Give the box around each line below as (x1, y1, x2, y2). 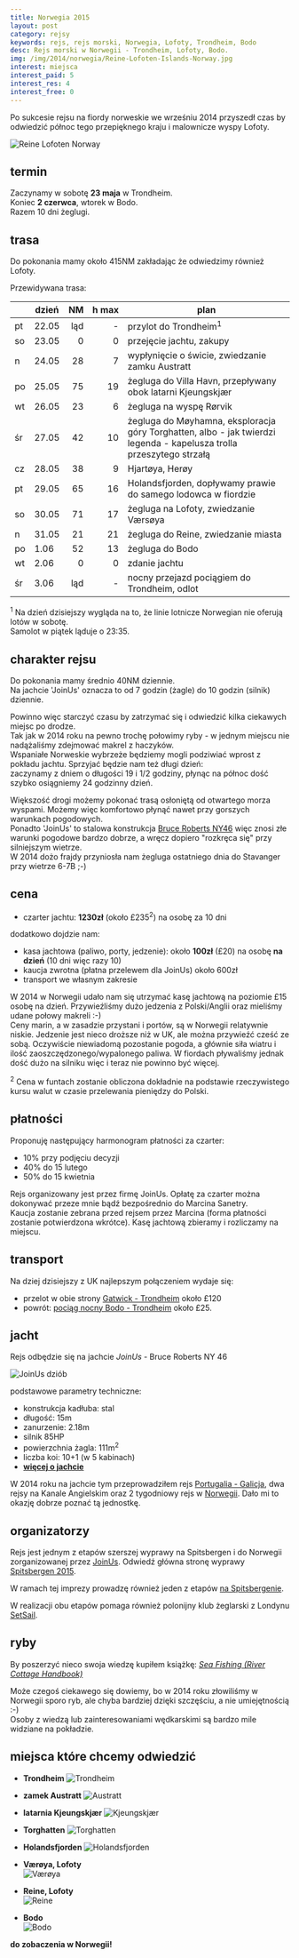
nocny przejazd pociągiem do (127, 571, 251, 584)
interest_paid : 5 (10, 71, 75, 80)
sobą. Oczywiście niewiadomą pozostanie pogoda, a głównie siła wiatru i (10, 1039, 277, 1050)
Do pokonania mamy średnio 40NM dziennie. (10, 675, 176, 685)
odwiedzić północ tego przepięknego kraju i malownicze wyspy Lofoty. (10, 121, 270, 132)
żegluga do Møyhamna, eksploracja (127, 415, 276, 428)
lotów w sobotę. (10, 617, 69, 627)
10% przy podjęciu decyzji (22, 1152, 120, 1163)
